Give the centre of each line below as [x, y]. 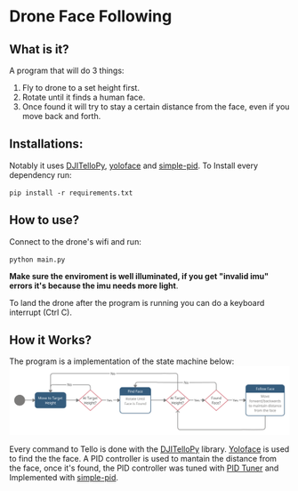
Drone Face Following [91, 16]
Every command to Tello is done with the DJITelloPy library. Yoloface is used [149, 449]
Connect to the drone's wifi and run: [76, 241]
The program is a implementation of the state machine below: [122, 361]
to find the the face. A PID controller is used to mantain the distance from [143, 458]
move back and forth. [61, 116]
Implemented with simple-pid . [64, 477]
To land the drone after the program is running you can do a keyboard [137, 302]
